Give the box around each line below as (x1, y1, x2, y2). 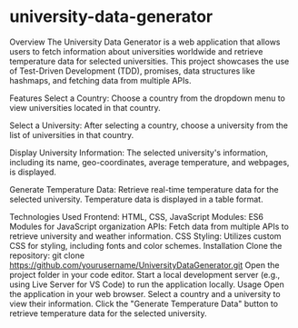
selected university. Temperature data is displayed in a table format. (9, 194, 263, 204)
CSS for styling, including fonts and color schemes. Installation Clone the (9, 240, 283, 251)
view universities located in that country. (9, 102, 161, 113)
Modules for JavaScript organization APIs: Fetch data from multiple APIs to (9, 221, 289, 232)
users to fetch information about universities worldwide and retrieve (9, 45, 263, 56)
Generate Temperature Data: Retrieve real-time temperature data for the (9, 184, 279, 194)
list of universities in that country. (9, 129, 134, 140)
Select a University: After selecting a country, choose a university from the (9, 120, 289, 131)
